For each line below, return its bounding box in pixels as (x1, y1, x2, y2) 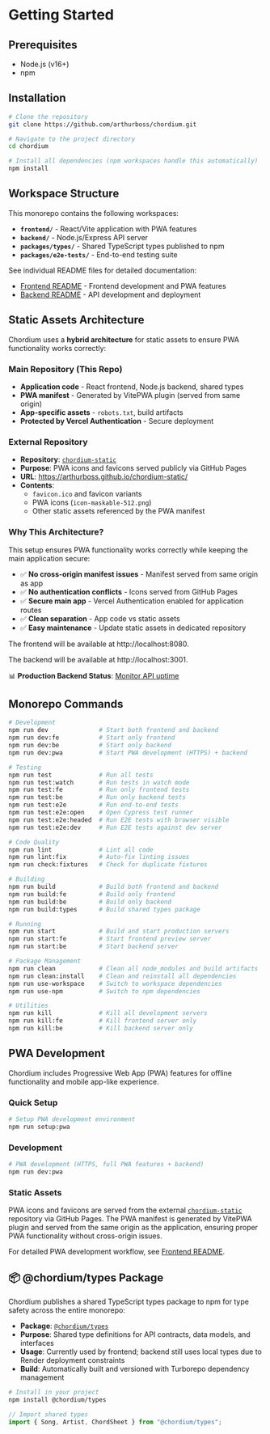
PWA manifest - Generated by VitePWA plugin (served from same (19, 390, 241, 400)
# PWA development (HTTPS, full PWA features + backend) (8, 1161, 205, 1169)
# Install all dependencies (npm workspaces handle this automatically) (8, 157, 259, 165)
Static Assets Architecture (8, 313, 145, 327)
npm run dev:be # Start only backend (8, 742, 172, 750)
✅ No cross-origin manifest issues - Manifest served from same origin (19, 569, 259, 579)
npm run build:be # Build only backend (8, 898, 172, 906)
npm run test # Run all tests (8, 771, 154, 779)
